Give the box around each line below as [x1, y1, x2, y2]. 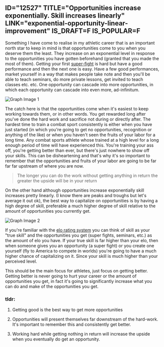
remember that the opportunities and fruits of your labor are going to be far [5, 158, 157, 164]
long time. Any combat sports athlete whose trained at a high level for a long [5, 137, 159, 143]
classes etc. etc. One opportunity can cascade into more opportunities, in [5, 81, 153, 87]
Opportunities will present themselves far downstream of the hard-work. [12, 316, 158, 322]
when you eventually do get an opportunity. [12, 336, 100, 342]
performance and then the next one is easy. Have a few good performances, [5, 66, 160, 72]
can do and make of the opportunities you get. [5, 283, 99, 289]
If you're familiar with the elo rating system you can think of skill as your [5, 227, 150, 233]
